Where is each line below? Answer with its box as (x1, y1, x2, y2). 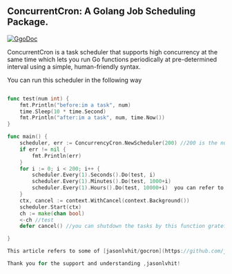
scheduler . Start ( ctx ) (19, 203, 81, 211)
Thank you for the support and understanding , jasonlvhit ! (7, 260, 181, 267)
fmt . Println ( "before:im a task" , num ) (19, 101, 131, 109)
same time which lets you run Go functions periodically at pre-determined (7, 55, 217, 63)
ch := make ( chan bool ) (19, 210, 85, 217)
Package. (7, 17, 49, 28)
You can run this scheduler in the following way (7, 76, 142, 84)
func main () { (7, 134, 48, 140)
